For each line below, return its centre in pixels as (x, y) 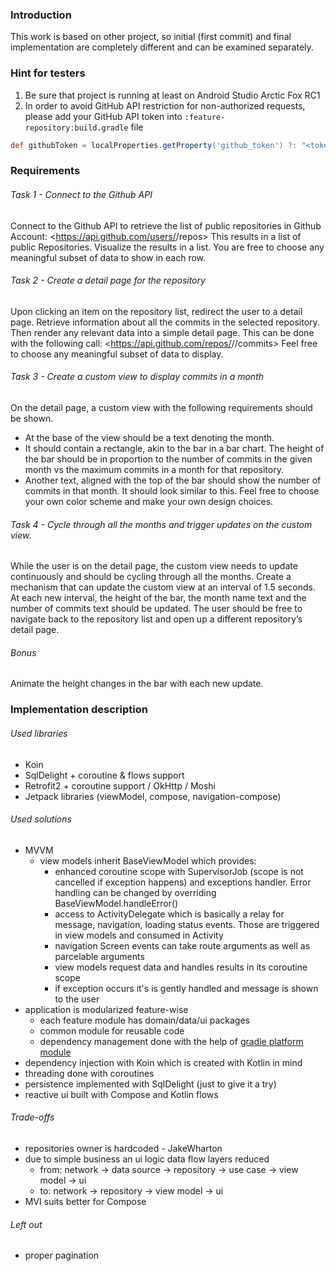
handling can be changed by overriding (135, 892)
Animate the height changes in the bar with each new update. (137, 684)
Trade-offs (32, 1117)
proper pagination (62, 1255)
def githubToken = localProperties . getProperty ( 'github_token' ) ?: (154, 145)
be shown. (32, 418)
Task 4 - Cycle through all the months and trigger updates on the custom (161, 524)
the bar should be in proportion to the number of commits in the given (168, 459)
